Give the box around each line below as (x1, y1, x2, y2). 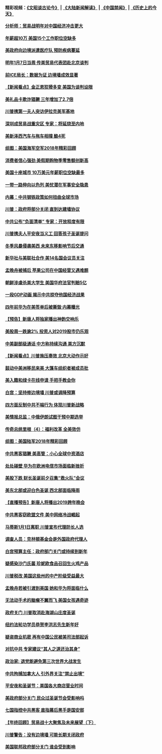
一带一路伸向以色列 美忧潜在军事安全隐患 (5, 182, 89, 188)
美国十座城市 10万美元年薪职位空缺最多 (5, 169, 85, 175)
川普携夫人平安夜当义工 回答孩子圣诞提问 (5, 231, 89, 237)
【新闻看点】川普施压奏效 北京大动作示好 (5, 353, 89, 359)
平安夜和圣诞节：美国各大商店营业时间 (5, 683, 83, 689)
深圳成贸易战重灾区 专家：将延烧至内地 (5, 120, 84, 126)
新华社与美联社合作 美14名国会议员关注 (5, 255, 85, 261)
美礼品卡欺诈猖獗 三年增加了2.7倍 (5, 96, 74, 102)
